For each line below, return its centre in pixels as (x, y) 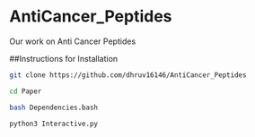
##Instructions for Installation (64, 58)
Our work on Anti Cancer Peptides (73, 41)
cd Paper (26, 91)
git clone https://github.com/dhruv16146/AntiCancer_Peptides (128, 75)
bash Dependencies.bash (54, 107)
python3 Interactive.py (54, 124)
